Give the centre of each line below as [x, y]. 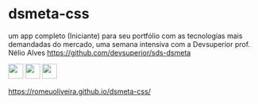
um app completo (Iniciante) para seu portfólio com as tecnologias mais [125, 36]
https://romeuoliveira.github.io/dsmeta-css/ [79, 91]
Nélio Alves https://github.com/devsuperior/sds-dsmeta [100, 52]
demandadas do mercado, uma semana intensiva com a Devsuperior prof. [129, 44]
